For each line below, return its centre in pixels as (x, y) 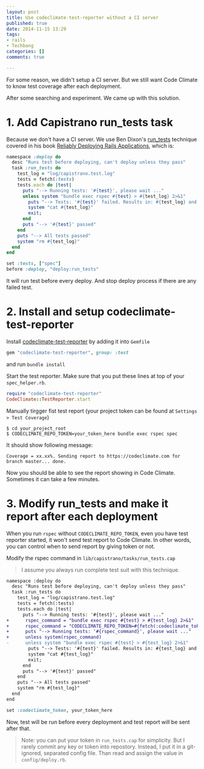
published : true (27, 23)
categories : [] (25, 52)
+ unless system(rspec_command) (54, 637)
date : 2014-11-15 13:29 (36, 29)
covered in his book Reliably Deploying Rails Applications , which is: (90, 146)
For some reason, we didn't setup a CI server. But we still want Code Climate (102, 80)
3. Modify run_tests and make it (87, 503)
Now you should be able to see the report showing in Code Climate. (91, 473)
